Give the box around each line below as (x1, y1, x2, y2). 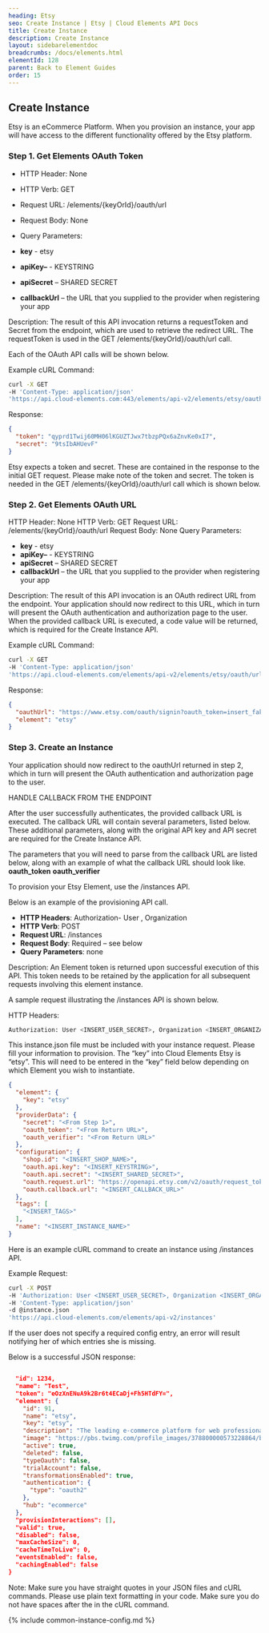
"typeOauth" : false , (22, 1456, 91, 1465)
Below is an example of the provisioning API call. (8, 897, 168, 907)
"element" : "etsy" (15, 716, 78, 724)
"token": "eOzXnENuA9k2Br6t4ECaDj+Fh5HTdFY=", (15, 1390, 174, 1398)
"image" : (22, 1434, 52, 1442)
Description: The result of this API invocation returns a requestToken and (8, 317, 248, 327)
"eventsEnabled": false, (15, 1554, 98, 1562)
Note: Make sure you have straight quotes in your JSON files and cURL (8, 1583, 242, 1592)
